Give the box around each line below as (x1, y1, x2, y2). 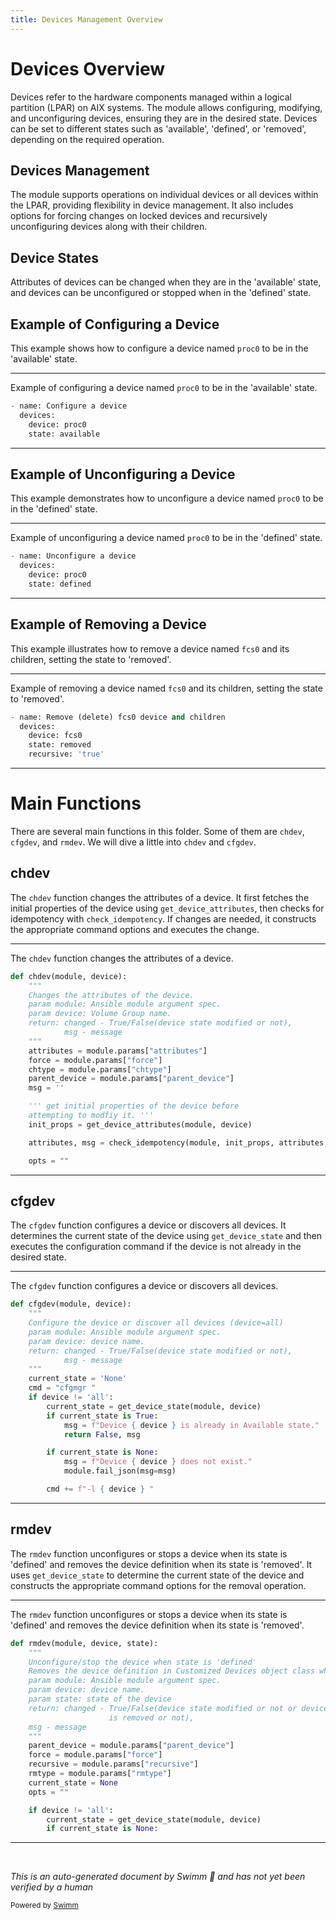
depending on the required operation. (10, 133, 165, 145)
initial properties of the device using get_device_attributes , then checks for (10, 902, 325, 914)
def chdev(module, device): (10, 971, 128, 981)
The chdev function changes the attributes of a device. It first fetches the (10, 891, 310, 903)
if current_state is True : (46, 1411, 159, 1421)
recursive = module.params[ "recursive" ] (28, 1759, 199, 1770)
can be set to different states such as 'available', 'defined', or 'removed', (10, 122, 307, 135)
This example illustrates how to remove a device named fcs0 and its (10, 642, 290, 655)
